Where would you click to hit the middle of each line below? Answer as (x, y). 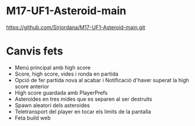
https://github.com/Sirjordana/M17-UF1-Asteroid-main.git (76, 27)
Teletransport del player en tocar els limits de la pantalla (83, 111)
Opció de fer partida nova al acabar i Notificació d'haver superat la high (102, 80)
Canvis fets (35, 51)
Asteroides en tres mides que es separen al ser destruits (83, 99)
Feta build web (33, 118)
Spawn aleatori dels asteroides (52, 105)
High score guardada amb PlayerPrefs (61, 92)
